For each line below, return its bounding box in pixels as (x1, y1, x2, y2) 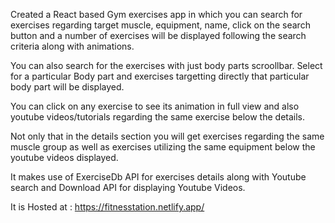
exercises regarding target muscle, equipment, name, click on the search (10, 19, 311, 31)
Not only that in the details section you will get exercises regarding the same (10, 130, 325, 142)
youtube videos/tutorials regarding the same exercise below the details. (10, 111, 306, 123)
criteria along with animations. (10, 40, 135, 52)
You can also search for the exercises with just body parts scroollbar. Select (10, 60, 323, 71)
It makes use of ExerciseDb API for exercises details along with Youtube (10, 171, 307, 183)
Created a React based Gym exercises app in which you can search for (10, 9, 303, 20)
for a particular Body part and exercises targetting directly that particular (10, 70, 310, 82)
